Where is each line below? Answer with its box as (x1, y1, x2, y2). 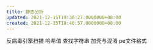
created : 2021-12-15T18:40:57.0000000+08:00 (6, 20, 121, 26)
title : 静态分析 (6, 8, 44, 15)
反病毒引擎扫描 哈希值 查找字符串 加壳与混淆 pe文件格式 (6, 37, 148, 45)
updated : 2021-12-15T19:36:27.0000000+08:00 (6, 14, 121, 20)
